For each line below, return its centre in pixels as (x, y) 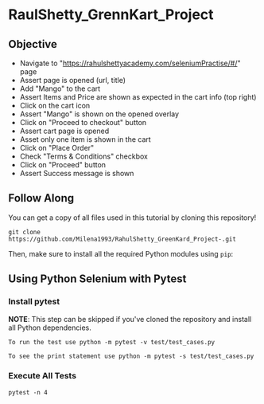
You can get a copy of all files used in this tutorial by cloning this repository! (132, 218)
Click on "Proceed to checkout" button (83, 122)
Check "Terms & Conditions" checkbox (84, 156)
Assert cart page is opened (64, 131)
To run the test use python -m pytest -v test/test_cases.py (112, 342)
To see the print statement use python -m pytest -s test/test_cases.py (131, 356)
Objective (33, 44)
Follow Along (41, 198)
